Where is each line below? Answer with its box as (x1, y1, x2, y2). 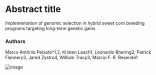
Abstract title (5, 3, 61, 15)
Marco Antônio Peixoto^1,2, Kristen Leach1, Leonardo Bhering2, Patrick (5, 49, 151, 55)
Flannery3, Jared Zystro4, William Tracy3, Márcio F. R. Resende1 (5, 54, 138, 60)
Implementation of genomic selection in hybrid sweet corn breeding (5, 20, 145, 26)
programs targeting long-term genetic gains (5, 25, 96, 31)
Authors (5, 37, 26, 44)
